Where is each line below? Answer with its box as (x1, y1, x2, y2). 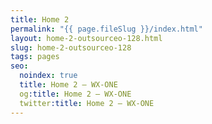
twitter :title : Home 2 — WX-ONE (19, 98, 155, 108)
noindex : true (19, 71, 78, 81)
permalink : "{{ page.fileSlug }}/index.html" (10, 24, 203, 34)
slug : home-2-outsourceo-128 (10, 42, 132, 53)
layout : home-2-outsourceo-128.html (10, 33, 163, 43)
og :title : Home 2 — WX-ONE (19, 89, 132, 99)
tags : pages (10, 52, 60, 62)
